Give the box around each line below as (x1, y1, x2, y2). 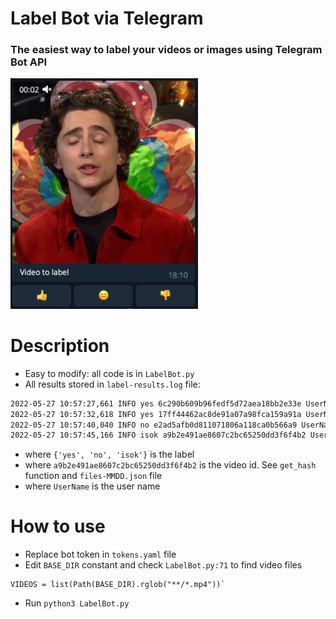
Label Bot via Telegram (10, 7, 204, 30)
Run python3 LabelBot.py (24, 597, 130, 609)
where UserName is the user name (24, 480, 161, 492)
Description (10, 335, 110, 357)
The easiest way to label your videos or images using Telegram (10, 43, 323, 57)
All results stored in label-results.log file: (24, 378, 201, 390)
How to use (10, 515, 106, 538)
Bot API (10, 55, 48, 69)
